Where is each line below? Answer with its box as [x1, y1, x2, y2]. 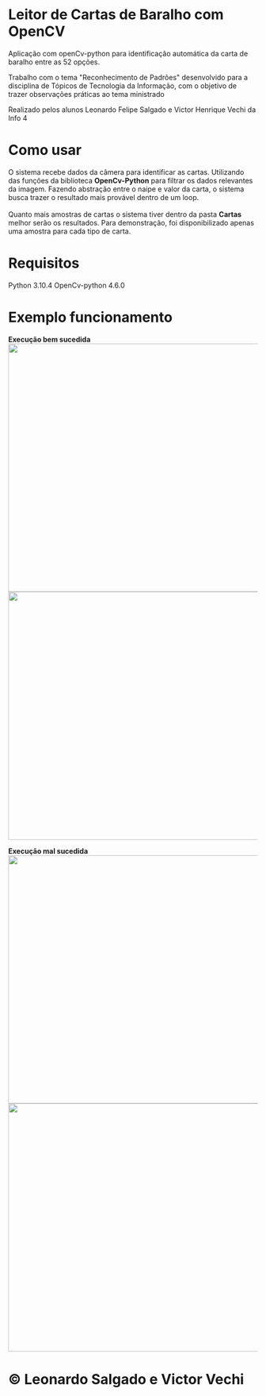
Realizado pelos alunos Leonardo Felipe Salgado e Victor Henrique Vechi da [8, 105, 256, 114]
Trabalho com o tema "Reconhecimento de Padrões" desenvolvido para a [8, 72, 248, 82]
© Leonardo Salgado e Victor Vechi [8, 1370, 245, 1388]
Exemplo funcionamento [8, 308, 173, 326]
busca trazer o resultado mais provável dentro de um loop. [8, 192, 199, 202]
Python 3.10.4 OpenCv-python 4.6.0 [8, 280, 125, 290]
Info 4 [8, 113, 28, 122]
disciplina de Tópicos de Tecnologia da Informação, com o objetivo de [8, 81, 237, 91]
